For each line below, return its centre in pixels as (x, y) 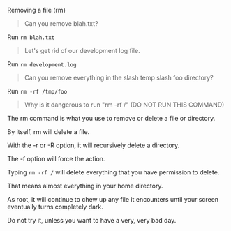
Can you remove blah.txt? (61, 23)
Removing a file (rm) (37, 10)
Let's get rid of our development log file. (82, 51)
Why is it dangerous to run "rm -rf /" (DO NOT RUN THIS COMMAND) (124, 105)
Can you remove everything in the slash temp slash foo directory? (119, 77)
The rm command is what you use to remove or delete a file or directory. (111, 118)
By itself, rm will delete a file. (49, 132)
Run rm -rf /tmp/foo (37, 91)
